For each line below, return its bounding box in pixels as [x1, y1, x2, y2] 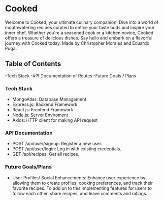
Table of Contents [5, 60, 62, 68]
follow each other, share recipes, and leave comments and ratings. [12, 190, 148, 196]
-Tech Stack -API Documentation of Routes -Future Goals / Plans [5, 72, 136, 79]
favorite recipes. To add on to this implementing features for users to [12, 185, 152, 191]
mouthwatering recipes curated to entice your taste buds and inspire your [5, 24, 155, 30]
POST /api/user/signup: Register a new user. [12, 141, 102, 147]
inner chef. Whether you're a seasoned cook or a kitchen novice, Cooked [5, 30, 154, 35]
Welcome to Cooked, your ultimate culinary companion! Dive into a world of [5, 19, 159, 25]
